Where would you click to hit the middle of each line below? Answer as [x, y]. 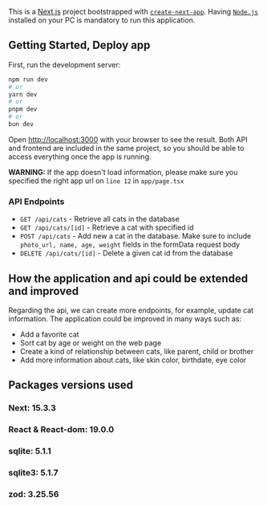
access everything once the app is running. [80, 157]
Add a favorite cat [49, 335]
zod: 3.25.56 [34, 495]
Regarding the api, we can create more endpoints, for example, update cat [131, 310]
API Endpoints [36, 202]
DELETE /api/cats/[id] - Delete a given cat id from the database [126, 253]
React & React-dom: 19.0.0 [61, 430]
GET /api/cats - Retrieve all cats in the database [100, 219]
